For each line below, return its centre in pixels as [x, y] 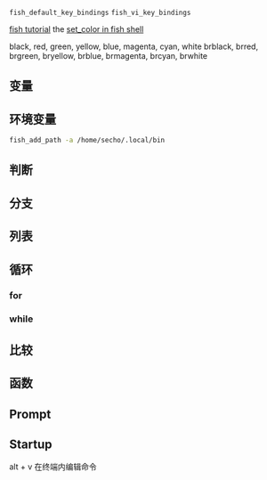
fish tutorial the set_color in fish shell [77, 29]
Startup [31, 445]
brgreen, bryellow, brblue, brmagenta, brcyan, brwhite [108, 56]
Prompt [30, 414]
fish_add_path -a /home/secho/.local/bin [87, 141]
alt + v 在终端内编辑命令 [53, 467]
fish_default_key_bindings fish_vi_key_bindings [100, 12]
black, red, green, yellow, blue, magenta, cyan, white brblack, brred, [134, 46]
